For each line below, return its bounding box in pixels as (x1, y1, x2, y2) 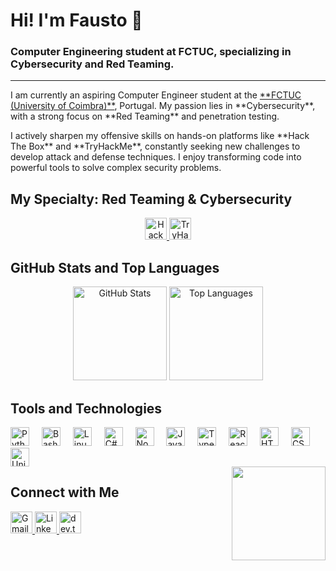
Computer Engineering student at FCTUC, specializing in (10, 45, 292, 59)
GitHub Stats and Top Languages (10, 259, 220, 276)
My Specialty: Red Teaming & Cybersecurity (10, 190, 293, 208)
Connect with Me (10, 484, 120, 501)
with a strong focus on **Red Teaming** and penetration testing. (10, 110, 280, 123)
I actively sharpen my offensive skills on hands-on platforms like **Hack (10, 130, 310, 142)
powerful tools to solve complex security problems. (10, 162, 222, 174)
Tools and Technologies (10, 400, 163, 417)
